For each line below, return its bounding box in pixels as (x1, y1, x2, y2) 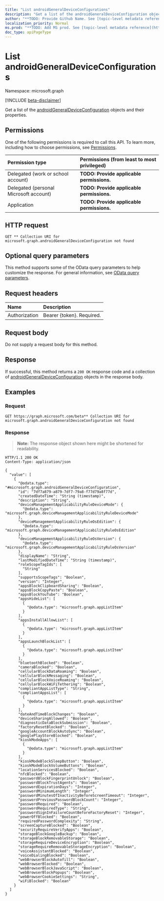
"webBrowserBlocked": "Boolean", (18, 861, 86, 866)
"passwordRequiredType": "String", (18, 806, 91, 811)
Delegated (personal (7, 184, 55, 191)
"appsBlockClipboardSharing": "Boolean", (18, 583, 104, 588)
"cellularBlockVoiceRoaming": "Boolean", (18, 678, 104, 682)
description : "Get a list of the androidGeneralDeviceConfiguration (5, 12, 147, 17)
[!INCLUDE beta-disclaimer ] (5, 97, 61, 103)
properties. (5, 112, 27, 118)
